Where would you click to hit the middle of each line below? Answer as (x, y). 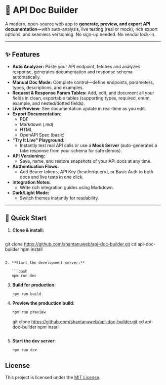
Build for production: (34, 285)
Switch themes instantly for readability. (59, 198)
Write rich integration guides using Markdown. (67, 187)
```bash (20, 271)
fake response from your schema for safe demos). (71, 150)
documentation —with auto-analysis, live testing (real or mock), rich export (82, 29)
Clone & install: (28, 230)
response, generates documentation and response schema (72, 72)
